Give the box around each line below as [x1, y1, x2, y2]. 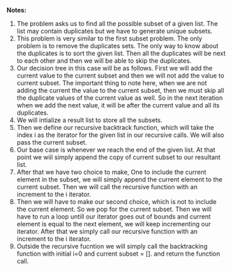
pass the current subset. [16, 138, 88, 146]
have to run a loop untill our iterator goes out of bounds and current [16, 212, 211, 221]
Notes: [6, 6, 27, 14]
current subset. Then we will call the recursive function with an [16, 183, 198, 191]
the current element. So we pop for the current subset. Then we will [16, 205, 212, 213]
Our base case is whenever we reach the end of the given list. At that [16, 146, 216, 154]
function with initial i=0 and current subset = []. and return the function [16, 249, 220, 258]
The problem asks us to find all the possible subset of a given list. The [16, 20, 218, 27]
